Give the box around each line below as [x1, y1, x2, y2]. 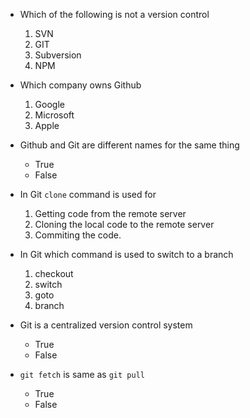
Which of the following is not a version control [19, 9, 210, 20]
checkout [34, 268, 74, 279]
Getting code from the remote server [34, 208, 187, 219]
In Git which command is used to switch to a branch [19, 249, 234, 260]
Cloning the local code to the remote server [34, 219, 215, 230]
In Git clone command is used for [19, 189, 157, 200]
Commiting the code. [34, 229, 122, 241]
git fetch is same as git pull [19, 369, 145, 380]
